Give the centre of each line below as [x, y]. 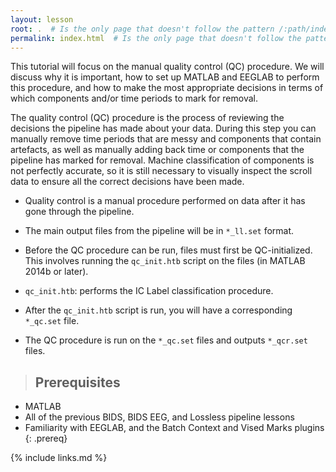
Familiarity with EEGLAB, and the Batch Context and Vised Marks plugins [174, 428]
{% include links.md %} [59, 458]
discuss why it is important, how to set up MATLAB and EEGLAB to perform [165, 77]
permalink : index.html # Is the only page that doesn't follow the [156, 38]
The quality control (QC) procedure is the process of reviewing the [147, 118]
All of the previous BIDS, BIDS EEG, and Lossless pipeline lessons [159, 417]
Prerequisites [77, 382]
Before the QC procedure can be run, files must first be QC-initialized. [168, 250]
